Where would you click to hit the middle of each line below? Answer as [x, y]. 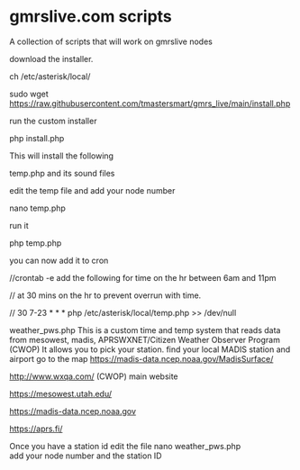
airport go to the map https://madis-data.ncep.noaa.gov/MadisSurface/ [141, 358]
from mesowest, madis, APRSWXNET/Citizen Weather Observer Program [145, 339]
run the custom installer [53, 121]
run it [19, 225]
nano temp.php [37, 208]
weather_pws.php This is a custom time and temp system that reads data [145, 330]
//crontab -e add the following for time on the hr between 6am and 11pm [143, 277]
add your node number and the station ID [86, 456]
